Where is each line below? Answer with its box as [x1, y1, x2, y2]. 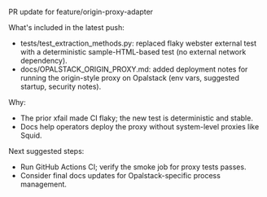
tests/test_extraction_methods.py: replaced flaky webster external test [20, 38, 257, 48]
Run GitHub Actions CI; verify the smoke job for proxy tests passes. [20, 162, 247, 172]
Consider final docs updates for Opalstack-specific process [20, 171, 221, 180]
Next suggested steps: [8, 147, 85, 155]
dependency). [20, 56, 68, 65]
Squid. [20, 130, 42, 140]
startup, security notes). [20, 81, 102, 91]
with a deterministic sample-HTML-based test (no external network [20, 47, 247, 56]
